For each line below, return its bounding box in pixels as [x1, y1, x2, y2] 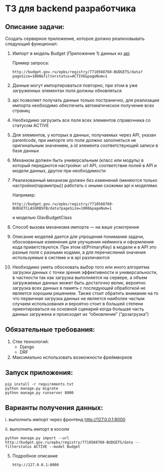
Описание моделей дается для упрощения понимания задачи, [12, 234, 144, 239]
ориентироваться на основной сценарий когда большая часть [12, 306, 144, 312]
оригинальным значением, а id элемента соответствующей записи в [12, 142, 159, 148]
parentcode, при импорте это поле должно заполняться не [12, 137, 136, 143]
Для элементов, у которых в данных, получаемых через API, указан [12, 132, 156, 138]
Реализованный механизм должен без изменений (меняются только [12, 177, 158, 183]
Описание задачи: [5, 23, 65, 31]
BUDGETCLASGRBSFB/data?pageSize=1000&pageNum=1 [12, 206, 112, 211]
